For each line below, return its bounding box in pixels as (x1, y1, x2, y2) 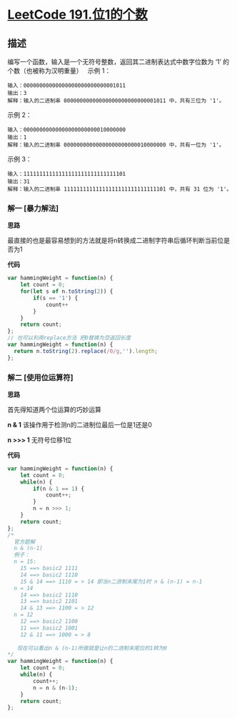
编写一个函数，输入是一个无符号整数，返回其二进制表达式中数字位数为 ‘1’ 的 (7, 58, 230, 66)
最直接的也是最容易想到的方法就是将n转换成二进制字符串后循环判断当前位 (7, 236, 224, 245)
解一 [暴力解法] (7, 203, 59, 213)
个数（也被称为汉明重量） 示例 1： (7, 66, 111, 75)
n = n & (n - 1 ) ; (33, 684, 79, 692)
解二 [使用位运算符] (7, 372, 74, 382)
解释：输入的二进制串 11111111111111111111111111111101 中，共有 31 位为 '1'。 (7, 186, 232, 193)
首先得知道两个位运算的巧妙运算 (7, 405, 101, 414)
